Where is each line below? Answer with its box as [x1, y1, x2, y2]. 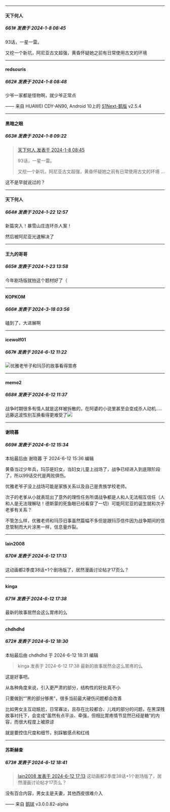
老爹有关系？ [5, 507, 32, 513]
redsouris [5, 67, 26, 73]
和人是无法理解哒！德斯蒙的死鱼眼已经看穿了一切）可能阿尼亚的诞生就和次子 [5, 501, 165, 507]
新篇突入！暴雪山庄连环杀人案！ [5, 223, 72, 229]
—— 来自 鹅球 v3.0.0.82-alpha [5, 801, 69, 807]
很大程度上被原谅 [18, 719, 54, 725]
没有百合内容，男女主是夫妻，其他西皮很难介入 [5, 790, 103, 796]
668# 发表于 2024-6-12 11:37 [5, 392, 67, 398]
